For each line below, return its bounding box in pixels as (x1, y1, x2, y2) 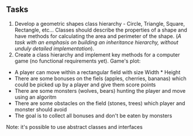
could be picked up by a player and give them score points (14, 81, 156, 88)
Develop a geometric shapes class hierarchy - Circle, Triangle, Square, (14, 20, 185, 27)
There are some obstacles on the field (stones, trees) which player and (14, 99, 185, 107)
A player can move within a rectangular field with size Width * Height (14, 68, 181, 75)
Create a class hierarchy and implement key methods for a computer (14, 51, 180, 58)
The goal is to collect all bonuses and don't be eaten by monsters (14, 112, 173, 119)
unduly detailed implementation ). (14, 45, 95, 52)
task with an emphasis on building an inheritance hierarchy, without (14, 39, 178, 46)
